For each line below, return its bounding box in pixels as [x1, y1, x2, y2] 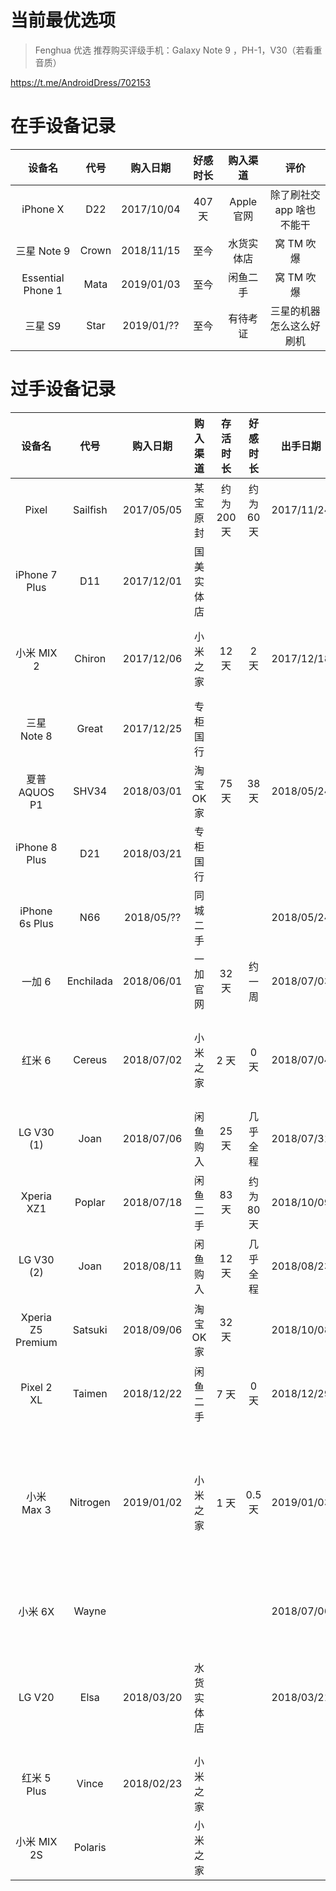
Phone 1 [23, 283, 63, 297]
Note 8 [19, 729, 53, 743]
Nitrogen [69, 1495, 111, 1509]
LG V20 [18, 1690, 55, 1704]
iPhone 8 [15, 840, 58, 854]
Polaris [73, 1840, 107, 1854]
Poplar [74, 1195, 106, 1209]
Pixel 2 [20, 1380, 53, 1394]
